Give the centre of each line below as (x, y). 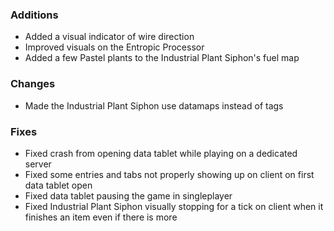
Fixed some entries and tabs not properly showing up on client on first (169, 174)
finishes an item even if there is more (101, 217)
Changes (33, 84)
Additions (34, 15)
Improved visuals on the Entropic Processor (114, 47)
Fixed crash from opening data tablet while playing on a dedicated (161, 153)
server (38, 164)
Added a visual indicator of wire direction (109, 37)
